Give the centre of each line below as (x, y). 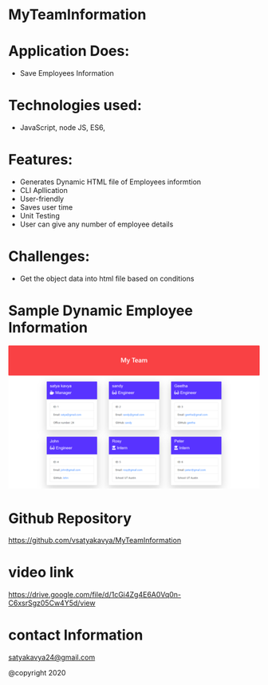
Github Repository (70, 518)
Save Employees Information (67, 73)
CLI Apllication (43, 190)
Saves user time (46, 207)
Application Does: (69, 51)
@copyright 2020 (37, 673)
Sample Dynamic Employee (100, 311)
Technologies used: (75, 106)
